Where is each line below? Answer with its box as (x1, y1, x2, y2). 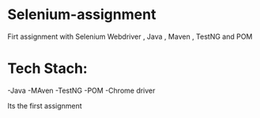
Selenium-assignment (7, 6, 156, 24)
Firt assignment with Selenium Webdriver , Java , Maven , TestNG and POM (7, 32, 253, 41)
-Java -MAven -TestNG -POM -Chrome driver (7, 86, 156, 95)
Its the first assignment (7, 101, 82, 110)
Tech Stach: (7, 59, 88, 78)
